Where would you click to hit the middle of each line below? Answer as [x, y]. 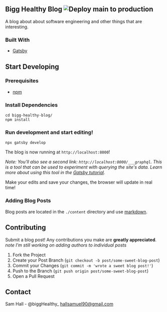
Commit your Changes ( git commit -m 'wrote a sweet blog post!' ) [83, 265]
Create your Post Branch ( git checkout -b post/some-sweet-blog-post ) [86, 260]
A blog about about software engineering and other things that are [74, 21]
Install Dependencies [32, 105]
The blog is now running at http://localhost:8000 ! [58, 152]
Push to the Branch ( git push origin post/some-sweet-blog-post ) [80, 271]
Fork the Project [29, 255]
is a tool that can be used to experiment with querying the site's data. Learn [84, 167]
